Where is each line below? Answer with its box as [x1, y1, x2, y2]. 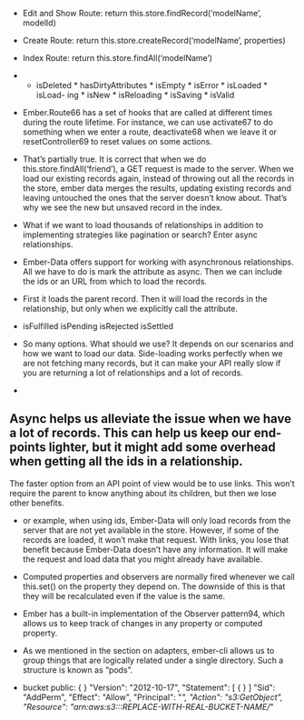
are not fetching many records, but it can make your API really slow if [22, 358, 281, 368]
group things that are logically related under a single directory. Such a [22, 655, 284, 665]
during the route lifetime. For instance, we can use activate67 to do [22, 117, 274, 127]
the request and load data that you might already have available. [22, 554, 263, 565]
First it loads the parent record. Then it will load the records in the [22, 294, 268, 304]
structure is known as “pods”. [22, 664, 133, 675]
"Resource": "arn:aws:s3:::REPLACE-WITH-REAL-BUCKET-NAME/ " [22, 701, 274, 712]
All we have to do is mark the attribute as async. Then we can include [22, 266, 283, 276]
